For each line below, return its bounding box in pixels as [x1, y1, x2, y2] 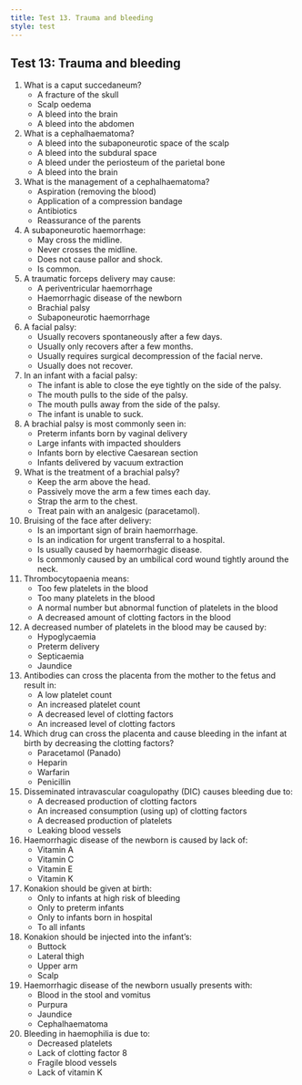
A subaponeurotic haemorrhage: [23, 225, 146, 236]
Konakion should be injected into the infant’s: [23, 931, 192, 943]
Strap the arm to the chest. [36, 496, 138, 507]
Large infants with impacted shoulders [36, 438, 181, 449]
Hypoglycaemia [36, 631, 96, 642]
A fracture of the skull [36, 89, 119, 100]
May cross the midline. [36, 234, 123, 246]
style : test [10, 22, 55, 31]
